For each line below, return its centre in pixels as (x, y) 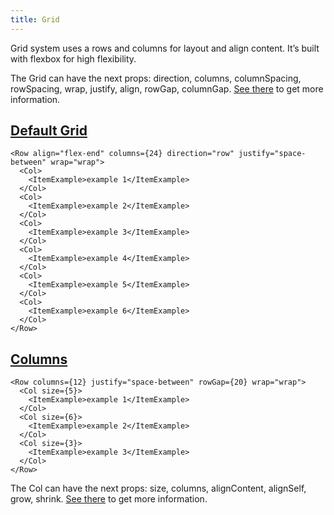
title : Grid (35, 19)
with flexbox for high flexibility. (73, 58)
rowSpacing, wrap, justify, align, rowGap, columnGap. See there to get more (167, 88)
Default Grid (49, 131)
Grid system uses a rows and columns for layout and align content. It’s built (165, 48)
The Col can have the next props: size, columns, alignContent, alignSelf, (158, 488)
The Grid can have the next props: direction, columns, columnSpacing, (156, 78)
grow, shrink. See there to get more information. (109, 499)
